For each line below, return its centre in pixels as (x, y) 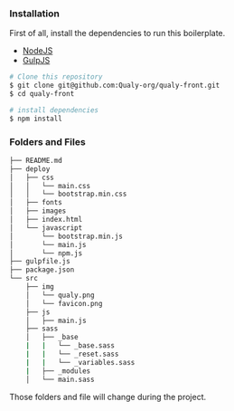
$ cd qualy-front (42, 94)
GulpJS (36, 61)
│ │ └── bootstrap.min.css (68, 194)
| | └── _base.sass (70, 346)
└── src (24, 279)
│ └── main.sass (60, 379)
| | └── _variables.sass (80, 362)
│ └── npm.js (46, 253)
